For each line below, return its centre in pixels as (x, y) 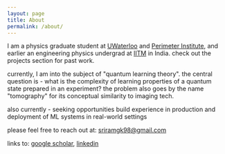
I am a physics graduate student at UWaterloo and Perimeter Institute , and (113, 46)
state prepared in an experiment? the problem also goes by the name (106, 89)
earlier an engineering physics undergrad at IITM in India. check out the (109, 53)
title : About (26, 20)
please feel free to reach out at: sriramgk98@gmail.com (87, 130)
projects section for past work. (51, 61)
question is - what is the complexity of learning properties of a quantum (110, 81)
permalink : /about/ (35, 26)
